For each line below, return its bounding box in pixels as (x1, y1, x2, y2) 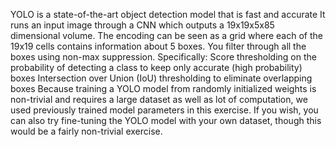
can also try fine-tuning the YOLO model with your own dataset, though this (10, 115, 322, 126)
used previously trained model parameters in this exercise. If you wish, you (10, 104, 319, 116)
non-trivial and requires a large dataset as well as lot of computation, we (10, 94, 308, 105)
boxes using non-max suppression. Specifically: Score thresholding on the (10, 51, 317, 63)
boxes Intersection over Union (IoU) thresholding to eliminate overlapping (10, 72, 313, 84)
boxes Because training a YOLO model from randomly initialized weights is (10, 83, 317, 94)
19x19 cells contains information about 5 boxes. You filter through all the (10, 40, 307, 52)
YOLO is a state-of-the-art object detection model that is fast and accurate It (10, 9, 326, 20)
